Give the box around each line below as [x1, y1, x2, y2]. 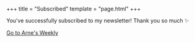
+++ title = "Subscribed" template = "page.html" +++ [6, 5, 141, 12]
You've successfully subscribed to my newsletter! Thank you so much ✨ [6, 17, 189, 24]
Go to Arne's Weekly [6, 29, 58, 36]
